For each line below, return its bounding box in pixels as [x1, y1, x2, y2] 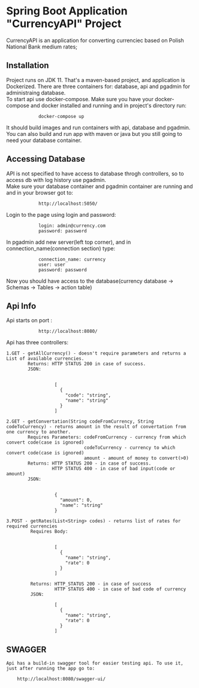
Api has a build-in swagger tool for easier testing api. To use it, [6, 660, 184, 666]
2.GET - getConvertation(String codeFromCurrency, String [6, 419, 154, 425]
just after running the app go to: [6, 666, 95, 672]
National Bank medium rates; [6, 43, 78, 50]
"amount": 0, [59, 497, 93, 504]
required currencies [6, 523, 58, 529]
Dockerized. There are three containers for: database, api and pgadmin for [6, 83, 191, 90]
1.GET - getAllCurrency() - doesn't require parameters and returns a [6, 350, 186, 357]
